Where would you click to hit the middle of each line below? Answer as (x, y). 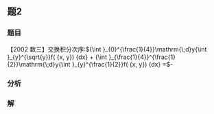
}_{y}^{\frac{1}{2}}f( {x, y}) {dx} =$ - (122, 64)
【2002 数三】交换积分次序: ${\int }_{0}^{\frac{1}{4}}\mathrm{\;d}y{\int (107, 49)
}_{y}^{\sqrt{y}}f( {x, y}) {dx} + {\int (57, 57)
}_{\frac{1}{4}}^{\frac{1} (142, 57)
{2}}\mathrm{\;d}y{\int (39, 64)
